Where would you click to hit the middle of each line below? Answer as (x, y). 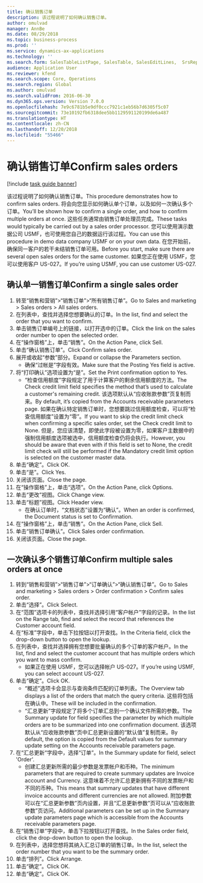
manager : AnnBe (26, 29)
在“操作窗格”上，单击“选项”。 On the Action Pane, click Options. (94, 487)
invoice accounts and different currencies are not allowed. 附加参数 (108, 796)
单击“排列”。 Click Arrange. (49, 859)
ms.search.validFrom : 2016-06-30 (49, 96)
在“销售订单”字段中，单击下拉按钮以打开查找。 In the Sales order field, (102, 831)
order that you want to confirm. (54, 321)
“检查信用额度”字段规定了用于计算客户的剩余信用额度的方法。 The (106, 379)
